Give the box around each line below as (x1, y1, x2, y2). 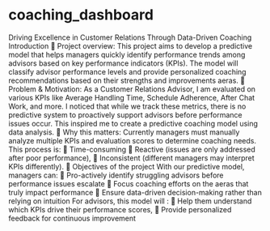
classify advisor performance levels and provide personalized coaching (8, 66, 247, 76)
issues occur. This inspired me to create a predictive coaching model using (8, 118, 259, 128)
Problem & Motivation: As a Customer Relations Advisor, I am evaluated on (8, 83, 256, 94)
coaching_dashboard (8, 6, 154, 24)
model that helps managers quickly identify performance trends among (8, 49, 246, 59)
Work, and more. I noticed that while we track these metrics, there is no (8, 101, 247, 111)
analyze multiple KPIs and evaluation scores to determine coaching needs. (8, 135, 257, 145)
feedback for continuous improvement (8, 213, 136, 223)
